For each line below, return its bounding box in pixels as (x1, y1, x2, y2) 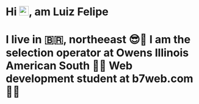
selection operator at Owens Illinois (5, 46, 189, 60)
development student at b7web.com (5, 72, 194, 86)
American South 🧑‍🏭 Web (5, 59, 133, 73)
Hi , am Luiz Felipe (5, 5, 109, 19)
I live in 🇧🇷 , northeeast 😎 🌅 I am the (5, 33, 190, 47)
